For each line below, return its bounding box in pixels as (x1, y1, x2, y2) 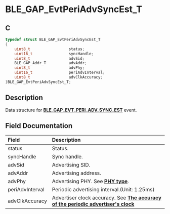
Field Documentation (5, 121, 72, 130)
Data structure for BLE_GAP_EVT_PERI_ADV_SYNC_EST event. (5, 107, 137, 113)
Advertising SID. (52, 161, 91, 168)
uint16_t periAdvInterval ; (14, 70, 105, 75)
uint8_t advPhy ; (14, 65, 85, 70)
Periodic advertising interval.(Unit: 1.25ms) (52, 186, 155, 193)
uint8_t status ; (14, 47, 85, 52)
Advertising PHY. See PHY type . (52, 178, 129, 185)
